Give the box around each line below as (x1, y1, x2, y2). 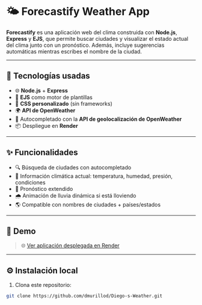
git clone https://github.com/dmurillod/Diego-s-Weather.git (6, 293, 163, 299)
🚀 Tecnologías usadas (6, 71, 90, 81)
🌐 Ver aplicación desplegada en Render (20, 242, 120, 249)
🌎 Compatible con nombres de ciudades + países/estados (14, 201, 161, 208)
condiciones (14, 178, 46, 186)
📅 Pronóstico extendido (14, 185, 73, 192)
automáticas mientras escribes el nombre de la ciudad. (6, 47, 142, 55)
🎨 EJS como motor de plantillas (14, 94, 93, 101)
